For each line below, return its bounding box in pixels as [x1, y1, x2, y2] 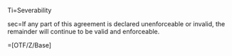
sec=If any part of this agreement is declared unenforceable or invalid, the [7, 20, 226, 28]
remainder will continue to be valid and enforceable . [7, 28, 160, 35]
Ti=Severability [7, 6, 52, 14]
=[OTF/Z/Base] [7, 41, 52, 49]
